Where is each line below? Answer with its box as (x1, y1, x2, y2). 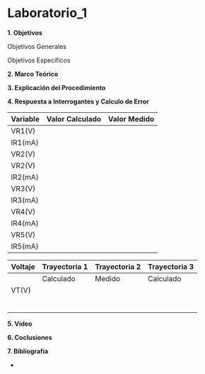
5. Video (7, 319, 33, 328)
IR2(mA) (11, 172, 39, 182)
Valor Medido (108, 114, 155, 123)
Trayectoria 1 (42, 261, 88, 271)
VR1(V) (11, 126, 36, 136)
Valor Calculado (46, 114, 102, 123)
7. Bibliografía (7, 346, 49, 356)
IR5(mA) (11, 241, 39, 251)
